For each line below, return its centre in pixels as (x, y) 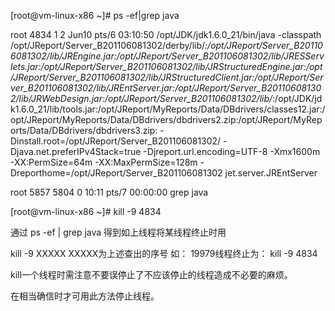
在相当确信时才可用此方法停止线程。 (85, 296)
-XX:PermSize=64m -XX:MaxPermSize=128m (104, 162)
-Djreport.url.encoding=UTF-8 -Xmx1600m (232, 151)
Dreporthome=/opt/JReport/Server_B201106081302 (116, 173)
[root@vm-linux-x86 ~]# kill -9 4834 (86, 211)
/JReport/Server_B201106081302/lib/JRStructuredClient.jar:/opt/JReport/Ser (167, 77)
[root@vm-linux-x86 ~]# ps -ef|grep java (95, 15)
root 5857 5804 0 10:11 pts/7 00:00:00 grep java (109, 192)
